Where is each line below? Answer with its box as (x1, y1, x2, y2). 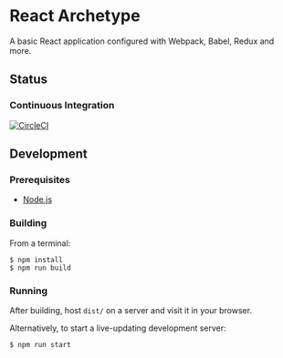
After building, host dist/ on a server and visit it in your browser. (9, 304, 253, 315)
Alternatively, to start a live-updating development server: (9, 322, 226, 333)
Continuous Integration (9, 99, 115, 112)
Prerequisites (9, 173, 70, 186)
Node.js (22, 194, 53, 205)
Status (9, 72, 48, 87)
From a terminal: (9, 238, 71, 249)
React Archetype (9, 5, 141, 26)
